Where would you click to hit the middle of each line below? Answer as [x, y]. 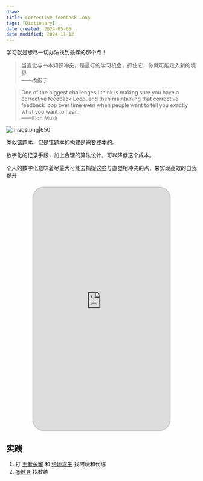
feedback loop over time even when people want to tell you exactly [105, 105]
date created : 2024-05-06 [39, 29]
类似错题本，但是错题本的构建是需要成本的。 [62, 142]
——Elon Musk [40, 118]
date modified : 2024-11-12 [40, 34]
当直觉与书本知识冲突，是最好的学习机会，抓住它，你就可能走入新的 [106, 65]
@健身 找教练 [32, 471]
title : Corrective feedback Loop [48, 18]
